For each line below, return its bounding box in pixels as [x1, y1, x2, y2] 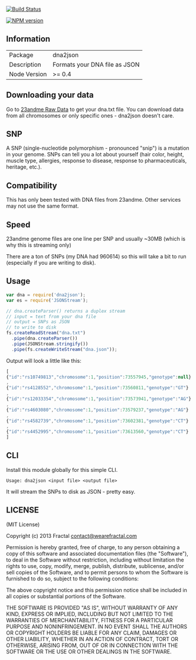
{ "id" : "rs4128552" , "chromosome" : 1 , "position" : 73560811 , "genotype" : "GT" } [6, 385, 189, 391]
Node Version [9, 70, 47, 78]
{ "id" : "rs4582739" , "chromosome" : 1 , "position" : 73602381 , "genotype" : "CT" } [6, 418, 189, 424]
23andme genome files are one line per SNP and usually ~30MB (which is [6, 235, 186, 242]
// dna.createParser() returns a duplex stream [6, 308, 126, 314]
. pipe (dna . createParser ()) [11, 336, 78, 342]
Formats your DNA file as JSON [53, 60, 140, 68]
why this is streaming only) [6, 242, 72, 249]
